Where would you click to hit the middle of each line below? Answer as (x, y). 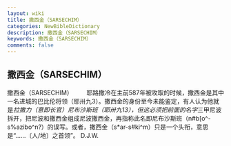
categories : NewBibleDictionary (53, 26)
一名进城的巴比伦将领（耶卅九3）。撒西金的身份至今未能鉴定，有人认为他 (110, 101)
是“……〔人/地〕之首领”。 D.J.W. (53, 135)
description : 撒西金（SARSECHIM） (54, 33)
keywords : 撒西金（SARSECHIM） (49, 39)
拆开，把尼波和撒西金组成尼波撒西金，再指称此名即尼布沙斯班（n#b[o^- (109, 118)
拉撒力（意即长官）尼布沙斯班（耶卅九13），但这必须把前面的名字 (106, 110)
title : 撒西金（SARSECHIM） (45, 20)
